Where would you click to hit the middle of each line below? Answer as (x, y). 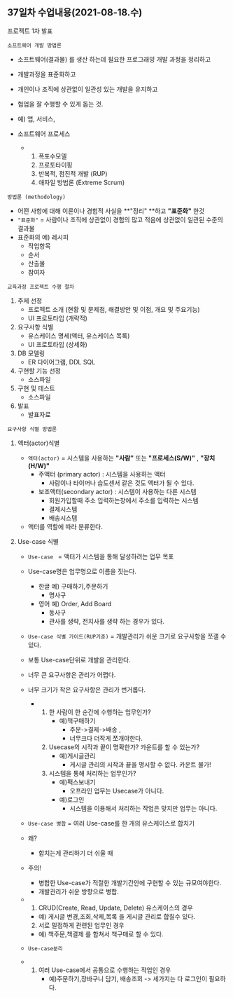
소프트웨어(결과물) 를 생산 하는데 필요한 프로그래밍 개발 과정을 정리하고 (114, 59)
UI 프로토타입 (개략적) (57, 318)
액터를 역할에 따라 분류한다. (65, 526)
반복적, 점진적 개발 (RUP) (73, 173)
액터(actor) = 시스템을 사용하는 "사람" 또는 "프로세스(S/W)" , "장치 (121, 458)
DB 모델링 (31, 353)
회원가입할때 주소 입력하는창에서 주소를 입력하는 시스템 (123, 500)
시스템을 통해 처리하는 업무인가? (92, 773)
